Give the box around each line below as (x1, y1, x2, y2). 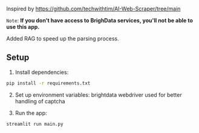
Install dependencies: (15, 68, 69, 76)
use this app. (6, 24, 40, 30)
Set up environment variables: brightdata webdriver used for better (15, 91, 183, 99)
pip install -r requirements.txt (6, 80, 91, 86)
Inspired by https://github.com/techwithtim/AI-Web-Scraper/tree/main (6, 5, 181, 12)
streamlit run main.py (6, 121, 64, 127)
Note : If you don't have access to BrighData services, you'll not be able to (6, 17, 194, 24)
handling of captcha (15, 97, 65, 105)
